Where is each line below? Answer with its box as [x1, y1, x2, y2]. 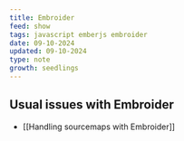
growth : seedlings [9, 64, 79, 73]
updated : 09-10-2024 [9, 47, 88, 56]
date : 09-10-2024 [9, 38, 75, 48]
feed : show [9, 22, 51, 31]
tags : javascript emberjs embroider [9, 30, 148, 39]
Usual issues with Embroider [9, 97, 174, 113]
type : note [9, 55, 51, 64]
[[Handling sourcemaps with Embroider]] [22, 121, 175, 132]
